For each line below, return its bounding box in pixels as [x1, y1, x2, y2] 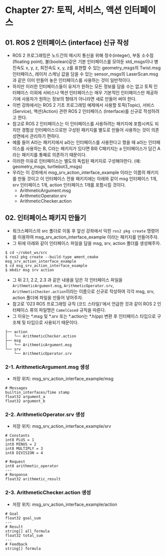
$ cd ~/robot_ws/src [5, 250, 48, 255]
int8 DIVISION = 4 [5, 451, 43, 456]
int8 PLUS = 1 [5, 438, 35, 443]
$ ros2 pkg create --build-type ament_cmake [5, 254, 99, 259]
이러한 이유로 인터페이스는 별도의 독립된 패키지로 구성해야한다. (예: [12, 158, 141, 164]
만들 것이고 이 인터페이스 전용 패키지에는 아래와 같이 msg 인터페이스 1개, [17, 176, 158, 181]
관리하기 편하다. [29, 133, 60, 139]
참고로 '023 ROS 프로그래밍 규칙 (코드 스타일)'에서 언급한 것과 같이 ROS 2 [12, 301, 156, 307]
